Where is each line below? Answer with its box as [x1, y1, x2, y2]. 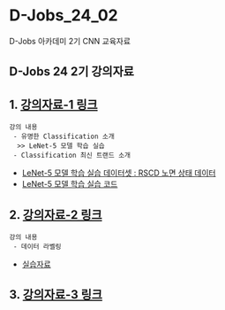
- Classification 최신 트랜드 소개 [12, 151, 131, 160]
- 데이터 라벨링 [12, 242, 62, 251]
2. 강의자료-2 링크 [9, 207, 103, 222]
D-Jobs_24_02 [9, 5, 118, 26]
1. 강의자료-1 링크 [9, 97, 99, 112]
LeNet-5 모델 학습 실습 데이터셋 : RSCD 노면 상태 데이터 [21, 167, 216, 178]
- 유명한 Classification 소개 [12, 132, 115, 142]
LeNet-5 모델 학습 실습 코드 [21, 179, 118, 190]
